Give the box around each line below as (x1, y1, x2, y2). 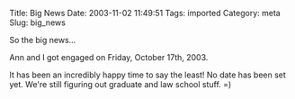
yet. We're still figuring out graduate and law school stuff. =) (9, 79, 232, 89)
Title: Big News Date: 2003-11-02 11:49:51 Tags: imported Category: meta (9, 8, 281, 18)
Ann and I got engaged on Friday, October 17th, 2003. (9, 52, 209, 62)
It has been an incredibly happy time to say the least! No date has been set (9, 69, 286, 80)
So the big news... (9, 35, 76, 45)
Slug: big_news (9, 17, 66, 28)
